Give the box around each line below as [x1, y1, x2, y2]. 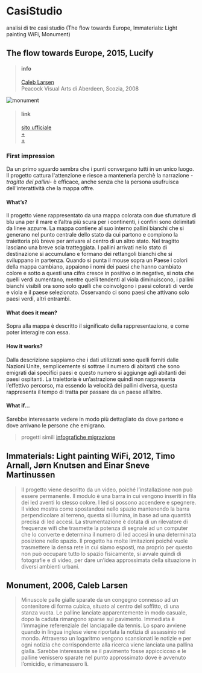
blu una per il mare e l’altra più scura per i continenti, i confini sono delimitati [6, 218, 196, 226]
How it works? [6, 343, 43, 350]
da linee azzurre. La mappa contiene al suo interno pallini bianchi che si [6, 225, 184, 232]
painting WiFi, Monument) [6, 30, 71, 37]
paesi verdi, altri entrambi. [6, 295, 71, 302]
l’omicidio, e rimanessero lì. [21, 660, 89, 668]
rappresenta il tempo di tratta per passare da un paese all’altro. [6, 388, 163, 395]
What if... [6, 402, 30, 409]
